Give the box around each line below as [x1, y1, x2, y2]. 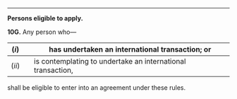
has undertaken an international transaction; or [49, 45, 212, 54]
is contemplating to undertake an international [34, 57, 186, 66]
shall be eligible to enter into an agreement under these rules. [7, 83, 186, 92]
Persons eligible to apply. [7, 14, 83, 22]
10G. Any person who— [7, 28, 77, 36]
